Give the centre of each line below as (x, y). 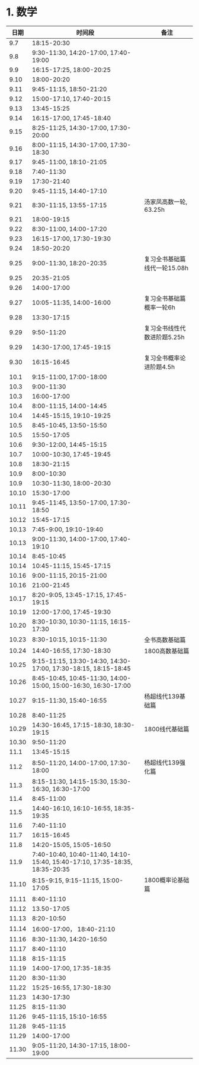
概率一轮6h (160, 307)
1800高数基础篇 (167, 651)
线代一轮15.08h (166, 268)
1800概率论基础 (167, 880)
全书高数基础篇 (165, 640)
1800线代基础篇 (167, 729)
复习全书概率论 (165, 358)
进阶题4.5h (160, 367)
